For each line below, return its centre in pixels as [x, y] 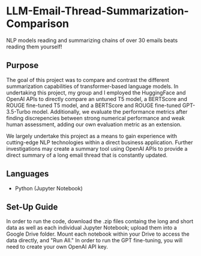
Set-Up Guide [32, 207]
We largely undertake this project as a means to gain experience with [91, 136]
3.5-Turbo [19, 111]
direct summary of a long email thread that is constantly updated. [87, 155]
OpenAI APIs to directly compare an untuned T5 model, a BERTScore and [97, 99]
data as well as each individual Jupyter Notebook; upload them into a [91, 228]
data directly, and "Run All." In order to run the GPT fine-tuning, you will [94, 240]
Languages [28, 174]
